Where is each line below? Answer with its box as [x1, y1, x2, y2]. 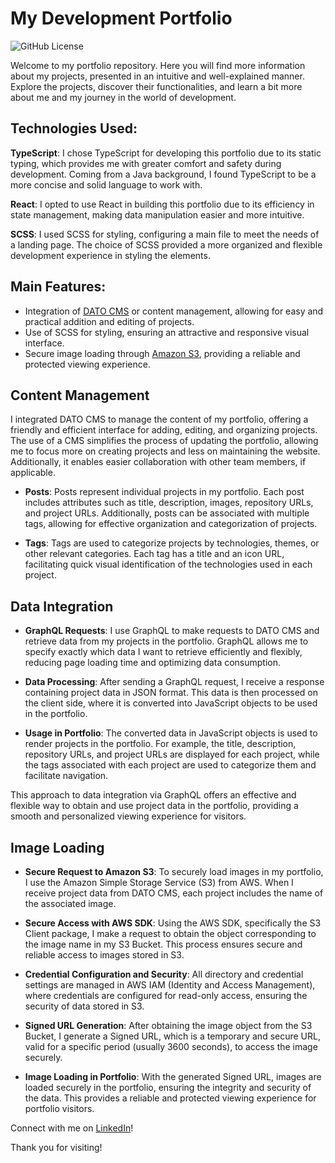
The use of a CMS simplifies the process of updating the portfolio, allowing [10, 435, 319, 447]
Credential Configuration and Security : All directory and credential [24, 968, 304, 980]
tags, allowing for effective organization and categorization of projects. [24, 518, 318, 530]
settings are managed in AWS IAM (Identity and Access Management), [24, 979, 316, 991]
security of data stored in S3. [24, 1000, 145, 1012]
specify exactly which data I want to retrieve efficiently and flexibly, [24, 646, 303, 658]
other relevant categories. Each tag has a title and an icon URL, [24, 548, 285, 560]
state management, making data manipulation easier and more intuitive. [10, 208, 305, 221]
